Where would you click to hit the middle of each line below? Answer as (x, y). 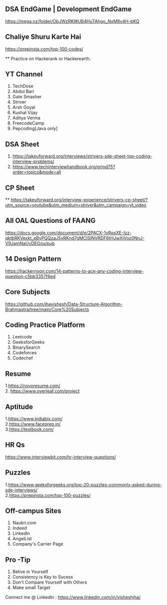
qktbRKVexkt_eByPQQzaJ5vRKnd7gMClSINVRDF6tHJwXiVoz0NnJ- (75, 238)
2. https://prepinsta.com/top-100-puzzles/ (48, 495)
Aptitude (19, 407)
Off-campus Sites (33, 511)
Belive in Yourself (30, 572)
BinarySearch (26, 347)
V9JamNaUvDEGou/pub (30, 243)
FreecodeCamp (28, 123)
